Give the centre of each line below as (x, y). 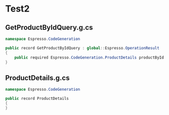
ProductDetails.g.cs (37, 78)
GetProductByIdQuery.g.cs (49, 27)
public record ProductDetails (37, 99)
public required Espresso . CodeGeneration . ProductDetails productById (89, 57)
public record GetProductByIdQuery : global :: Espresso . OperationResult (82, 48)
